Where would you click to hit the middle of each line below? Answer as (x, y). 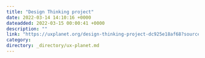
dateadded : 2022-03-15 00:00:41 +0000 (56, 23)
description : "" (27, 29)
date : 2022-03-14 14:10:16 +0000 (49, 18)
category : (19, 40)
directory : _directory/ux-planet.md (53, 46)
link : (13, 34)
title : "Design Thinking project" (50, 12)
